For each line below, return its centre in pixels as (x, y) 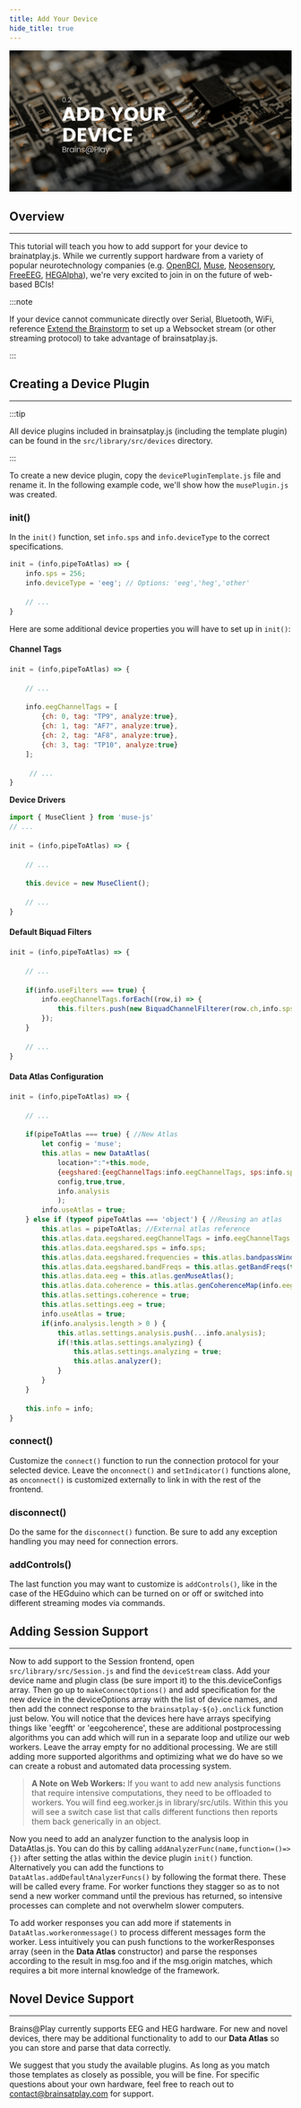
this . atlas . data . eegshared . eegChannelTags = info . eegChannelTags (166, 1238)
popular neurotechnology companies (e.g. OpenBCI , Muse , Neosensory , (142, 265)
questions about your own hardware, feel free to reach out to (122, 2084)
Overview (37, 216)
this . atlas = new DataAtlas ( (96, 1153)
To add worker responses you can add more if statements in (120, 1923)
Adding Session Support (79, 1631)
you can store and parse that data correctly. (90, 2047)
